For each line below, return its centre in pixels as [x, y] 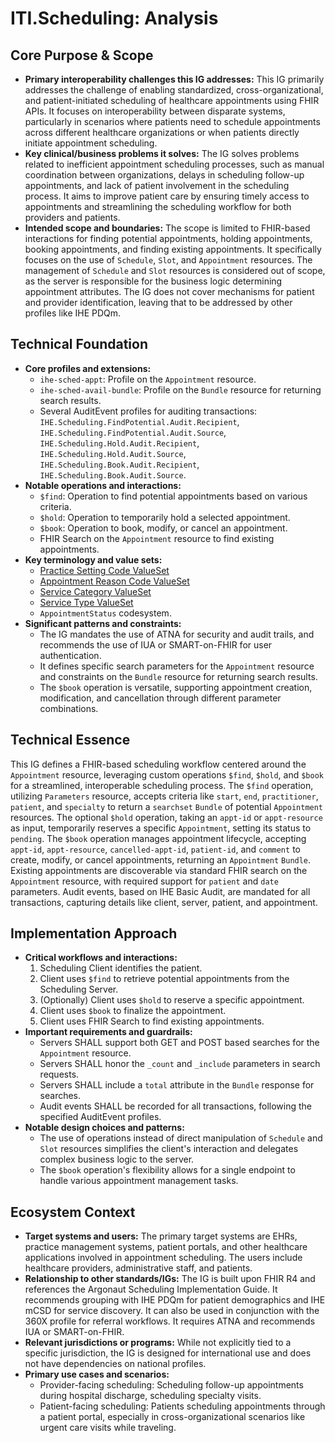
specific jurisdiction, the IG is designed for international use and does [168, 1353]
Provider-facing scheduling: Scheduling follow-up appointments [171, 1385]
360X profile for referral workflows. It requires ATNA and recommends [170, 1321]
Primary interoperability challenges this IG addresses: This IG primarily [174, 79]
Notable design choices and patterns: [104, 1128]
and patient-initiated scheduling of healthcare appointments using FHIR [172, 100]
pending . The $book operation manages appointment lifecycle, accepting [158, 838]
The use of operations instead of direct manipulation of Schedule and [181, 1138]
